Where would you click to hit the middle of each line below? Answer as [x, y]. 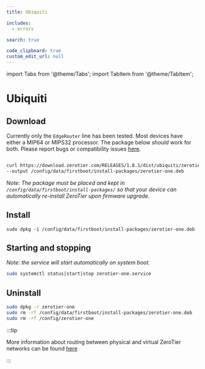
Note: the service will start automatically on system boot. [78, 263]
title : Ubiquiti [27, 12]
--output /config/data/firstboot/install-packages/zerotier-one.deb [95, 171]
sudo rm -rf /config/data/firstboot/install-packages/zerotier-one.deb [99, 313]
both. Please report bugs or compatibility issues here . [74, 149]
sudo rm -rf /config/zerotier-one [50, 318]
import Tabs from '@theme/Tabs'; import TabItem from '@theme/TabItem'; [100, 74]
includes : [19, 23]
